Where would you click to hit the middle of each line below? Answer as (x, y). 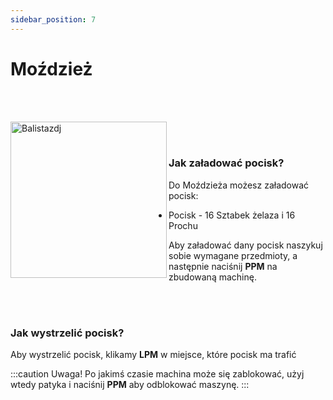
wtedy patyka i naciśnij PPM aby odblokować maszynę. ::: (130, 385)
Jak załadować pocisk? (226, 163)
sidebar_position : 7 (53, 19)
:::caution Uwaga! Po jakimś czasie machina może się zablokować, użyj (157, 374)
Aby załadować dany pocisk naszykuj (245, 245)
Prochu (183, 225)
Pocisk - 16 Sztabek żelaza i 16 (232, 215)
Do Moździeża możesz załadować (239, 185)
